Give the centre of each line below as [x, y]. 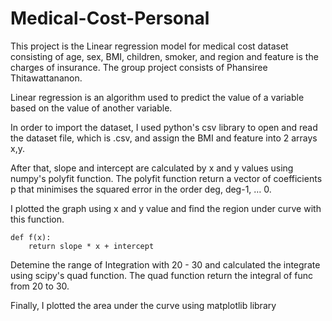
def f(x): [31, 237]
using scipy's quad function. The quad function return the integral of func [162, 275]
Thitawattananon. [46, 78]
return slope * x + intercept [91, 246]
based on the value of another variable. [91, 108]
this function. [37, 219]
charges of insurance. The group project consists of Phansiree [139, 67]
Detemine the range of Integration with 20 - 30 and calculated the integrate [165, 264]
